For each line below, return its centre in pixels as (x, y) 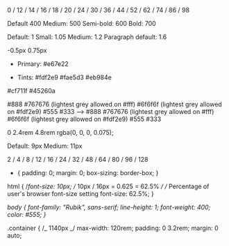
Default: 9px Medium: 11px (45, 146)
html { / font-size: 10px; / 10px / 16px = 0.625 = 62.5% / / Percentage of (108, 186)
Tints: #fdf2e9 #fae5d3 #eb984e (65, 77)
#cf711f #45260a (31, 91)
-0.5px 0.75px (27, 50)
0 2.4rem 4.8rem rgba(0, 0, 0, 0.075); (60, 132)
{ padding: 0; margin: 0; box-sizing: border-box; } (88, 173)
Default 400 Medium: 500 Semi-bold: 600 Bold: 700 (82, 23)
